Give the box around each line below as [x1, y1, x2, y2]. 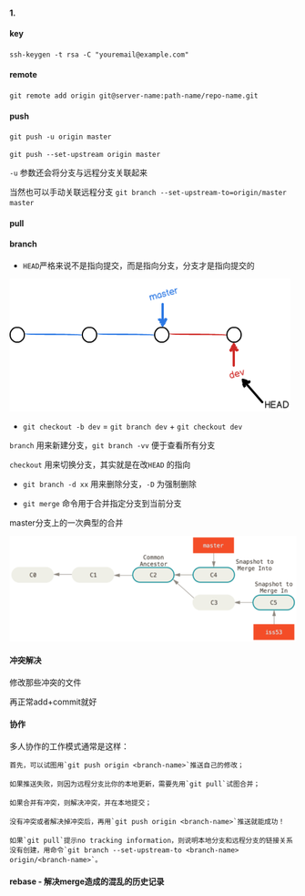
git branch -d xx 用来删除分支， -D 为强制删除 [22, 479, 198, 489]
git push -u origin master [9, 132, 112, 141]
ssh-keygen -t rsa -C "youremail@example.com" [9, 50, 189, 59]
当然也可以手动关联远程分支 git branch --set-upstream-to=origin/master [9, 187, 287, 198]
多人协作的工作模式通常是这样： [9, 741, 129, 752]
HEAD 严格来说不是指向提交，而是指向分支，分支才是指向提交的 [22, 260, 255, 271]
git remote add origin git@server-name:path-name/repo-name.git [9, 91, 259, 100]
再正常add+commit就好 [9, 696, 97, 707]
